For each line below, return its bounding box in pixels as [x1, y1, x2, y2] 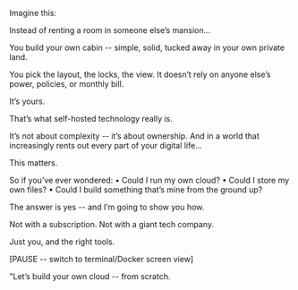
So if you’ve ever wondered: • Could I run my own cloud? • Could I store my [9, 175, 290, 185]
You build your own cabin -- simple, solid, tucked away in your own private [9, 42, 285, 53]
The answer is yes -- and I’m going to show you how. [9, 201, 205, 212]
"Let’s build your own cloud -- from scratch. [9, 271, 171, 281]
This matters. [9, 158, 58, 168]
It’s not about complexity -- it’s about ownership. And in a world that [9, 131, 260, 141]
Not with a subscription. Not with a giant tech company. [9, 219, 215, 229]
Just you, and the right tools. [9, 236, 115, 247]
